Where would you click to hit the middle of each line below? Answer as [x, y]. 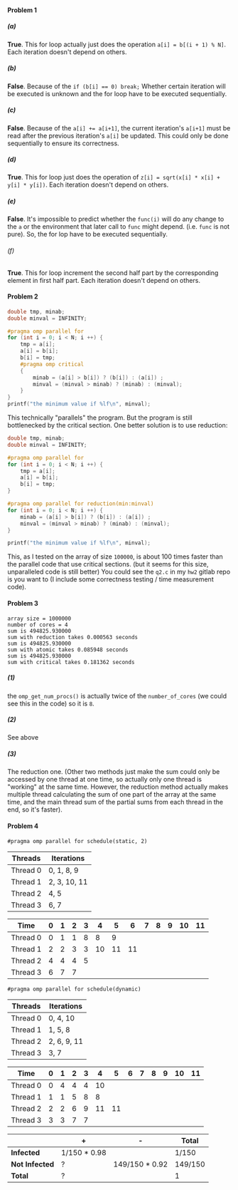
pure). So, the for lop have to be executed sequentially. [88, 234]
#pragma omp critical [52, 364]
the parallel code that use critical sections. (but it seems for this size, [108, 564]
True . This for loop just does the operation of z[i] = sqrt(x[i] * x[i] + [114, 177]
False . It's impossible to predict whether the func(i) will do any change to [116, 219]
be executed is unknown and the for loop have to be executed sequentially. [117, 93]
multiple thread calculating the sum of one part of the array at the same [112, 795]
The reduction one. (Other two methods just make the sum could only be [114, 772]
